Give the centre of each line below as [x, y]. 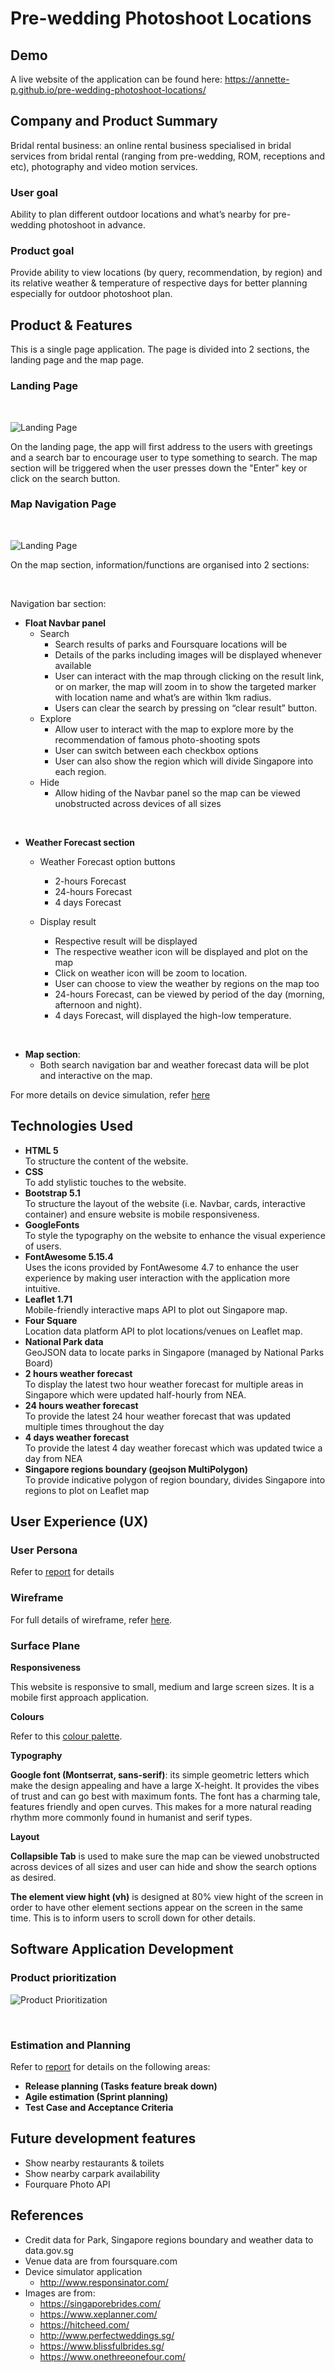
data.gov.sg [49, 2250]
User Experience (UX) [79, 1522]
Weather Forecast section [79, 842]
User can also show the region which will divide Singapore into [184, 761]
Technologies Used [71, 1126]
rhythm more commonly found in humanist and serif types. [131, 1817]
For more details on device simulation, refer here [110, 1094]
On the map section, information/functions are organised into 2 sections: [160, 564]
